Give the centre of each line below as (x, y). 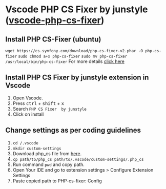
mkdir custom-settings (37, 149)
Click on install (28, 114)
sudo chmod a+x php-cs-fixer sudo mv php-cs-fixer (72, 56)
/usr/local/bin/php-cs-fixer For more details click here (65, 61)
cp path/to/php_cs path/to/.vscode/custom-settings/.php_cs (78, 159)
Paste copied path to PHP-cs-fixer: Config (57, 181)
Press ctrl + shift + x (38, 103)
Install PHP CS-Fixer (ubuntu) (53, 39)
